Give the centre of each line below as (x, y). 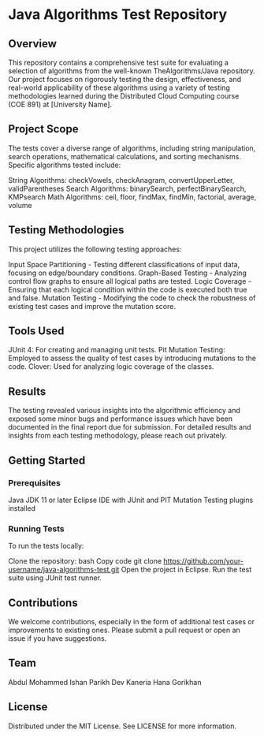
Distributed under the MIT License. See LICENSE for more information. (123, 726)
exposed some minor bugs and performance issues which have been (121, 419)
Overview (33, 44)
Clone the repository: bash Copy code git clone (85, 561)
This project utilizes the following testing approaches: (95, 249)
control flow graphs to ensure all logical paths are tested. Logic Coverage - (130, 281)
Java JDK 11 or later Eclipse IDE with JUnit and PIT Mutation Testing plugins (131, 500)
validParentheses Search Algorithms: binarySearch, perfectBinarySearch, (127, 188)
